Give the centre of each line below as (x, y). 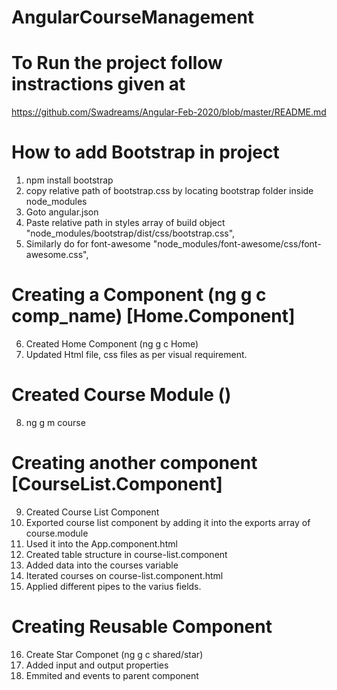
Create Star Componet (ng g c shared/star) (114, 654)
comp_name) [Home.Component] (153, 316)
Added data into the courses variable (102, 565)
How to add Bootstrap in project (145, 152)
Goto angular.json (62, 212)
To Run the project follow (117, 63)
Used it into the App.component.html (101, 543)
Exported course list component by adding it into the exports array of (168, 522)
